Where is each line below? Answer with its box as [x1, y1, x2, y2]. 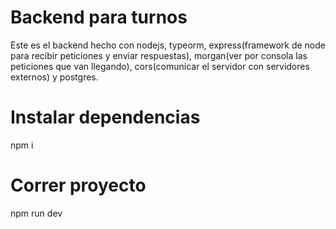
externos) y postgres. [10, 71, 99, 83]
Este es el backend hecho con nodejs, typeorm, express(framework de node [10, 39, 326, 51]
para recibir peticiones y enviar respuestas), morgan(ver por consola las [10, 49, 308, 61]
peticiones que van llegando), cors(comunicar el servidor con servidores [10, 60, 310, 72]
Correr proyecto [10, 174, 147, 197]
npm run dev [10, 207, 63, 219]
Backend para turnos [10, 6, 188, 29]
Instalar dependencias [10, 106, 201, 129]
